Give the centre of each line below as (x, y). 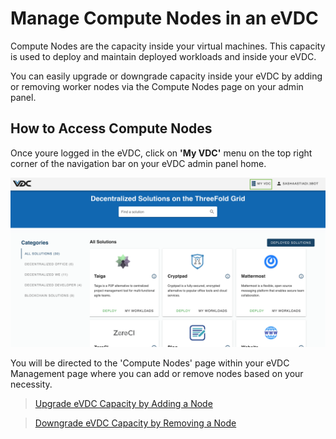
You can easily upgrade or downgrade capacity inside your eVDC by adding (166, 76)
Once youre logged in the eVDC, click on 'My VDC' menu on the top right (161, 153)
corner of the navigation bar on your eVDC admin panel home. (138, 163)
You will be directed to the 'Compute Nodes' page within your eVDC (150, 363)
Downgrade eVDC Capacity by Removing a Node (135, 423)
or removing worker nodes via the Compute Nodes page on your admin (157, 86)
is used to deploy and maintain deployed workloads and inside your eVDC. (163, 56)
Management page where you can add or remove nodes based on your (157, 374)
